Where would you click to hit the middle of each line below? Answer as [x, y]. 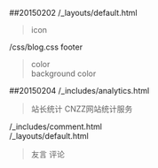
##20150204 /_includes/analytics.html [79, 91]
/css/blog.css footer [46, 47]
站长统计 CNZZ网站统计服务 [82, 109]
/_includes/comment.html [55, 126]
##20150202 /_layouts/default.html [73, 13]
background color [63, 73]
